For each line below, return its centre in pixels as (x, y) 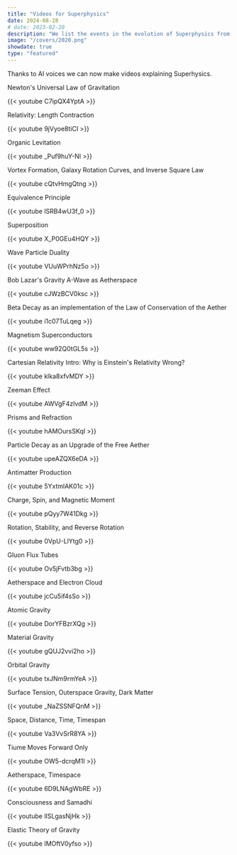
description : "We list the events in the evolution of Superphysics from (119, 34)
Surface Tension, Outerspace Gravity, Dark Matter (81, 692)
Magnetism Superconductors (50, 335)
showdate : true (30, 47)
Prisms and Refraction (40, 417)
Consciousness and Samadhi (50, 802)
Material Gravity (31, 637)
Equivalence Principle (39, 197)
